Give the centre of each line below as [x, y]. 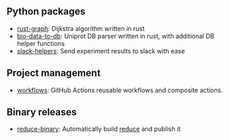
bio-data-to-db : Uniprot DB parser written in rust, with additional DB [115, 36]
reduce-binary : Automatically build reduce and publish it [99, 129]
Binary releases [42, 112]
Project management [54, 73]
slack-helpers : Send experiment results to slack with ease [101, 51]
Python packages [46, 12]
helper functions [41, 43]
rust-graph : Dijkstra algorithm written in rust [81, 28]
